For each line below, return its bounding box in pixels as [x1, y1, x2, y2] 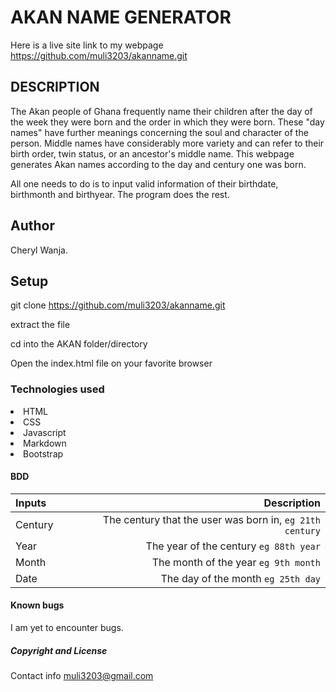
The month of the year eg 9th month [151, 555, 321, 569]
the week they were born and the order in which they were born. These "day [10, 116, 325, 128]
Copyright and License [10, 644, 108, 656]
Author [10, 217, 55, 235]
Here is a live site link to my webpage [10, 39, 164, 51]
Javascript [23, 426, 67, 438]
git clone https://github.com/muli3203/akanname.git [10, 299, 226, 311]
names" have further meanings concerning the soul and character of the [10, 126, 309, 138]
